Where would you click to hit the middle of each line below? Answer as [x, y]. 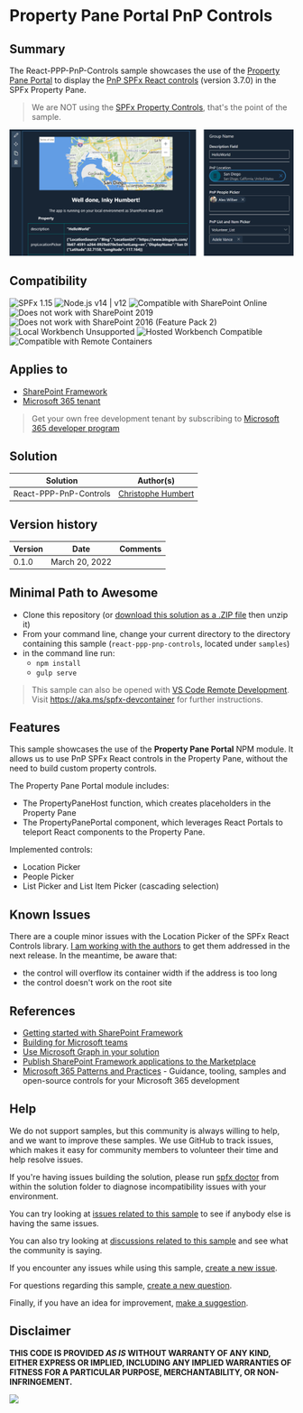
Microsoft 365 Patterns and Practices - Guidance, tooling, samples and [154, 1071]
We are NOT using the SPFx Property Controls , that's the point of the [159, 107]
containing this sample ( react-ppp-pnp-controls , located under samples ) [156, 643]
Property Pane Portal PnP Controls [141, 16]
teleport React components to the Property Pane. [114, 832]
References [42, 1011]
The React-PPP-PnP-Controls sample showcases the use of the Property [145, 70]
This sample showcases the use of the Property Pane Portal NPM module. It [151, 749]
